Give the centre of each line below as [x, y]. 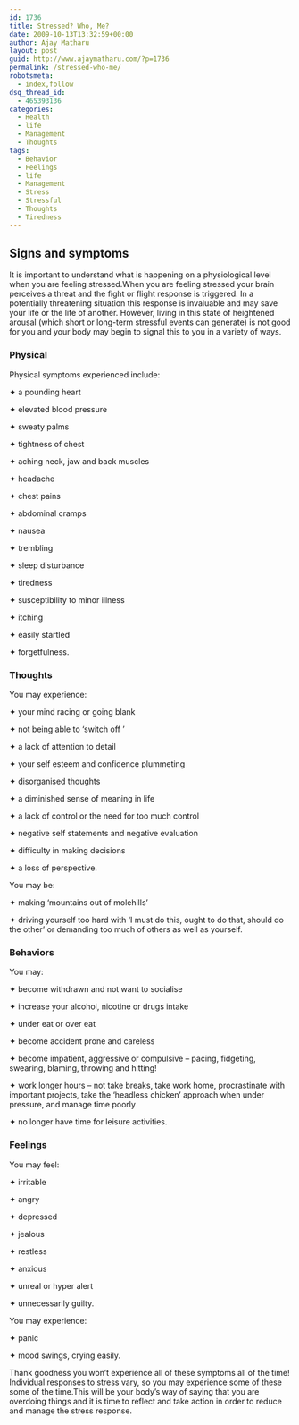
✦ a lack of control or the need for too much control [104, 816]
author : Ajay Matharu [50, 42]
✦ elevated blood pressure [58, 409]
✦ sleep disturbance [47, 565]
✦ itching [26, 617]
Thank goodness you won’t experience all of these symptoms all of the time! [149, 1372]
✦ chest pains [35, 496]
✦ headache [32, 479]
